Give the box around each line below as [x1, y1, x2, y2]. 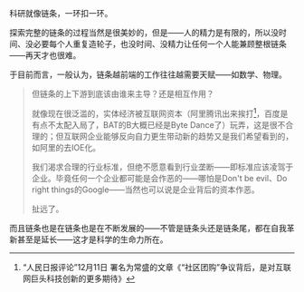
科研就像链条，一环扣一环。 [9, 8, 113, 18]
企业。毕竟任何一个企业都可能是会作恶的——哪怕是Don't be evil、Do [31, 172, 288, 183]
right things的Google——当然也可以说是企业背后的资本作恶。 [31, 184, 260, 195]
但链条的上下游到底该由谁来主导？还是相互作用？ [31, 89, 214, 99]
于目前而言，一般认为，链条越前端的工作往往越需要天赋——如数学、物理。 [9, 69, 287, 80]
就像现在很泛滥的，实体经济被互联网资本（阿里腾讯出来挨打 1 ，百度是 [31, 107, 289, 119]
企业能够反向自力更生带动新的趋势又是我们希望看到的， [87, 131, 294, 141]
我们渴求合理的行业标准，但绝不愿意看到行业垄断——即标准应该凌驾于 [31, 161, 294, 172]
